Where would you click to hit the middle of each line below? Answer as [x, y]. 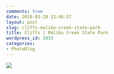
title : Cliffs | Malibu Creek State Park [57, 33]
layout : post [22, 22]
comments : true [25, 11]
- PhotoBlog [20, 49]
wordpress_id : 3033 [30, 38]
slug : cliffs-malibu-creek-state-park [53, 27]
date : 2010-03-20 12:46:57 [39, 17]
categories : [20, 44]
